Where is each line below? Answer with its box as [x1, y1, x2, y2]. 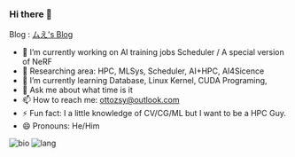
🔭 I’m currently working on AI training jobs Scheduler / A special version [21, 47, 285, 58]
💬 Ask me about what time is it [21, 84, 133, 96]
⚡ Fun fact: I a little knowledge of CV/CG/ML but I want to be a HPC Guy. [21, 108, 286, 119]
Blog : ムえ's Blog [9, 29, 74, 40]
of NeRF [21, 57, 53, 67]
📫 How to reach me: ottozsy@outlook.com [21, 95, 180, 106]
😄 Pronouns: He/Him [21, 121, 100, 131]
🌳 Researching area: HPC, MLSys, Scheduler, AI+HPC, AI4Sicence [21, 66, 265, 76]
